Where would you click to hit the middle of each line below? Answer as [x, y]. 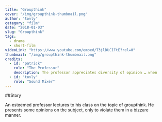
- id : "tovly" [24, 77]
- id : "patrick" [26, 63]
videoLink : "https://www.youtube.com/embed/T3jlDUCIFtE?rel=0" [70, 50]
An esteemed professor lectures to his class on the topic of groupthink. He [80, 105]
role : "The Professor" [37, 68]
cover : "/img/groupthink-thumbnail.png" [47, 14]
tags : [10, 37]
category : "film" [23, 23]
